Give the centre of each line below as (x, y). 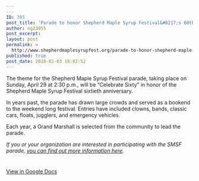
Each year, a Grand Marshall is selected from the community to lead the (93, 126)
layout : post (22, 39)
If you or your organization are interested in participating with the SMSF (94, 144)
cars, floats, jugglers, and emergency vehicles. (63, 115)
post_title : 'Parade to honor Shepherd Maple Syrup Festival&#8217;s (94, 23)
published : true (26, 56)
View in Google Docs (32, 171)
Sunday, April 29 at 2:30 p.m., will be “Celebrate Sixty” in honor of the (92, 84)
